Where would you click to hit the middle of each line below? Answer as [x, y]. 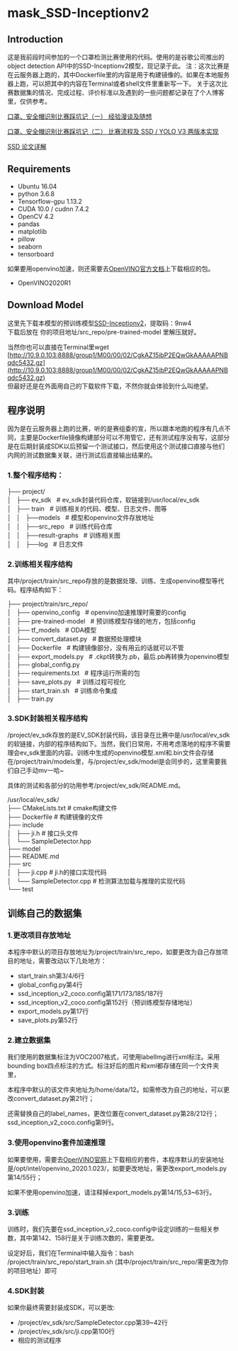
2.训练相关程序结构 [40, 564]
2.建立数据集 [29, 1040]
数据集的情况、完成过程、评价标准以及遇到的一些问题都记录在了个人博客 [119, 92]
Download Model [45, 305]
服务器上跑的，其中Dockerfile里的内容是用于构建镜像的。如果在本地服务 [125, 75]
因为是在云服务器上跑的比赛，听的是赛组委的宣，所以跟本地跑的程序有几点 [116, 429]
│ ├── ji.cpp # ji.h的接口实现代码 [57, 872]
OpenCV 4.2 [36, 216]
